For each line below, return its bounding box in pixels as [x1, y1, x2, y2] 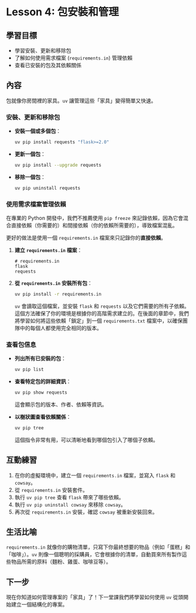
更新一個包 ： [14, 150, 46, 157]
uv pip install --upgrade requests [14, 162, 102, 168]
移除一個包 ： [14, 173, 46, 180]
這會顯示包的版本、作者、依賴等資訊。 [14, 401, 107, 408]
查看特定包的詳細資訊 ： [14, 378, 71, 385]
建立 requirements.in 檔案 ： [14, 247, 82, 254]
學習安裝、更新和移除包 [14, 47, 71, 54]
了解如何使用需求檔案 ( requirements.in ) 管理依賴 [14, 54, 133, 61]
